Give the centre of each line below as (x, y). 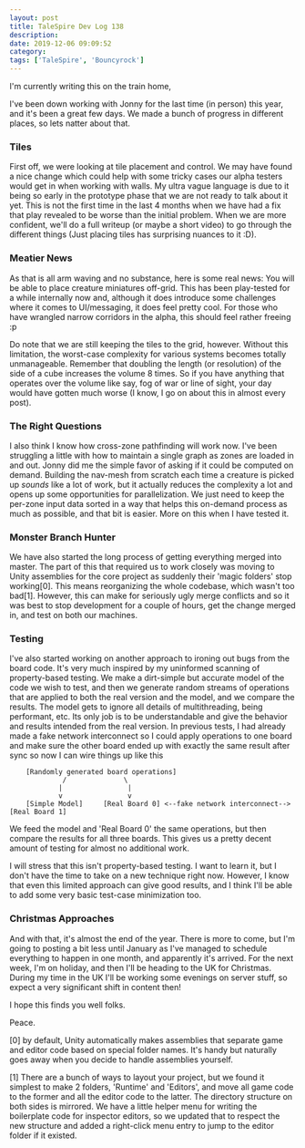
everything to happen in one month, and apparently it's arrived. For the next (152, 957)
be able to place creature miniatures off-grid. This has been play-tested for (150, 287)
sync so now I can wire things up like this (86, 755)
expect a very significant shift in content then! (96, 987)
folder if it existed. (43, 1135)
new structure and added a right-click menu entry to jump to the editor (142, 1125)
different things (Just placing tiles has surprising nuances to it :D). (133, 234)
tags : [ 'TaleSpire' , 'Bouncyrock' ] (77, 60)
